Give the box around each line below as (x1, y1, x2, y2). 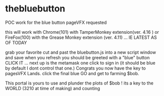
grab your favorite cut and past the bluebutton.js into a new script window (5, 49, 156, 55)
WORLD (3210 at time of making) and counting (5, 85, 100, 91)
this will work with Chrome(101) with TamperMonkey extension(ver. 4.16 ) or (5, 29, 160, 35)
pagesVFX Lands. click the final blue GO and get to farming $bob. (5, 70, 140, 76)
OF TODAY (5, 39, 27, 45)
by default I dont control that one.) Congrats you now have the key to (5, 65, 146, 71)
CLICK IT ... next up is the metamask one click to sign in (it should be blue (5, 60, 156, 66)
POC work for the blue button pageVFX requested (5, 19, 107, 25)
